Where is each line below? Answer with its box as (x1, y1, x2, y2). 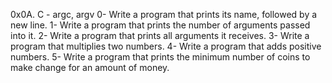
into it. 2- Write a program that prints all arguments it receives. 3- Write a (10, 30, 310, 41)
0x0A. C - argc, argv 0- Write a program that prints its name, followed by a (10, 9, 318, 20)
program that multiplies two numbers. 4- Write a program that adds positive (10, 40, 322, 52)
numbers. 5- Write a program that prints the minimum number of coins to (10, 51, 311, 63)
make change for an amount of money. (10, 62, 170, 73)
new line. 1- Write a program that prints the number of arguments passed (10, 19, 311, 31)
